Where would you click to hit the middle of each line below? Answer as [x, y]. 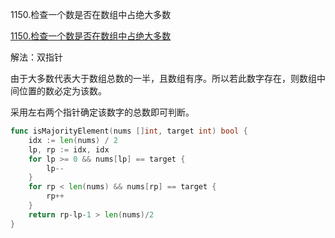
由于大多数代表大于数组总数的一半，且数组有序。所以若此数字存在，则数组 [163, 78]
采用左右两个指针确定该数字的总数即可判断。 [102, 112]
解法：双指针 [36, 57]
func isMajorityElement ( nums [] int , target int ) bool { [129, 131]
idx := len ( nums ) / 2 [73, 140]
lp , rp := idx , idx [69, 149]
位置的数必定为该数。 [62, 91]
